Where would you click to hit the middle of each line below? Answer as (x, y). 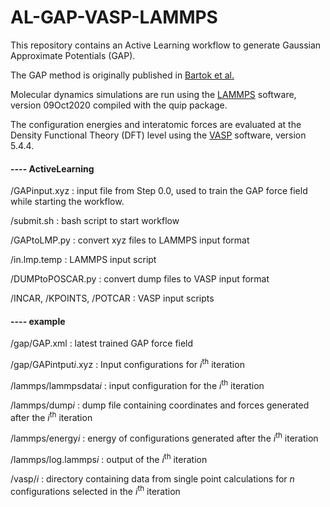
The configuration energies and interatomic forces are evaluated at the (156, 124)
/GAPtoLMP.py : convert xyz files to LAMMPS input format (130, 240)
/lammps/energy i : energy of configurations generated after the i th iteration (164, 437)
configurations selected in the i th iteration (95, 490)
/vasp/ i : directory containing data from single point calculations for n (152, 478)
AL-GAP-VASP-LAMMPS (114, 17)
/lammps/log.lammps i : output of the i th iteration (109, 458)
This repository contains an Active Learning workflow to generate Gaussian (166, 45)
